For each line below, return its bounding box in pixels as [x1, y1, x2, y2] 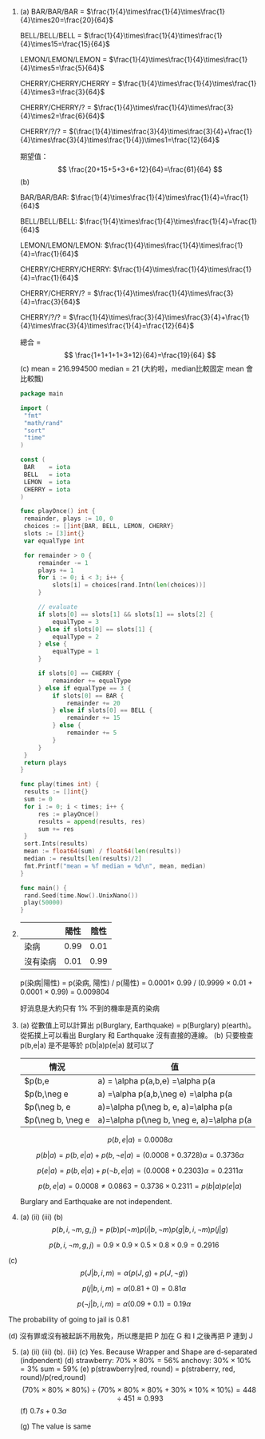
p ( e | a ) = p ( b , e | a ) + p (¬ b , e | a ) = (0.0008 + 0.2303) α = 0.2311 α [37, 1166, 243, 1175]
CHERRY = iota [23, 485, 71, 494]
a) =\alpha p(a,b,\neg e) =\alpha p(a [97, 1088, 233, 1099]
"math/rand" [23, 419, 64, 427]
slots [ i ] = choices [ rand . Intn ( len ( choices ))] [52, 581, 207, 590]
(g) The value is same [19, 1421, 92, 1431]
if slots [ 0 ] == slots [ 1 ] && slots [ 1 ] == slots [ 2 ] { [38, 610, 214, 618]
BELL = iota [23, 471, 71, 479]
